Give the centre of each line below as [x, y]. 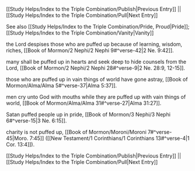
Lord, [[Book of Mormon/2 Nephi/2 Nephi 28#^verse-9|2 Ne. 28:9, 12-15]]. [96, 68]
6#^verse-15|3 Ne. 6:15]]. [36, 121]
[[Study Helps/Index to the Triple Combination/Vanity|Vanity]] [80, 33]
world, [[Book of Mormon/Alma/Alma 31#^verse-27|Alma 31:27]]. [84, 103]
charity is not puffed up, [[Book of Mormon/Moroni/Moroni [76, 132]
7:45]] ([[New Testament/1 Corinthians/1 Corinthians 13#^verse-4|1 [109, 138]
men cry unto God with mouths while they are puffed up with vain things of [96, 97]
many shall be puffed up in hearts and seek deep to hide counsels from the [96, 62]
